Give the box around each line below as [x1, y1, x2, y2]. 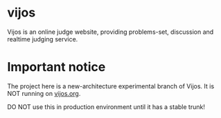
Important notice [7, 59, 106, 75]
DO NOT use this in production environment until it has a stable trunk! [7, 102, 206, 111]
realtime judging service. [7, 35, 78, 43]
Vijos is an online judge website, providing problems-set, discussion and [7, 28, 214, 36]
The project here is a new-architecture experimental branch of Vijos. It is [7, 81, 215, 90]
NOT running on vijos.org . [7, 89, 81, 97]
